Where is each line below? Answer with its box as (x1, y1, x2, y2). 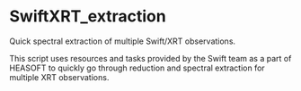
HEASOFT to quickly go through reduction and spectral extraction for (9, 62, 265, 73)
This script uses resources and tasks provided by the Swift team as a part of (9, 53, 292, 63)
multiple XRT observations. (9, 71, 110, 82)
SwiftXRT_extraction (9, 6, 166, 27)
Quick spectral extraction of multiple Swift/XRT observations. (9, 36, 236, 46)
